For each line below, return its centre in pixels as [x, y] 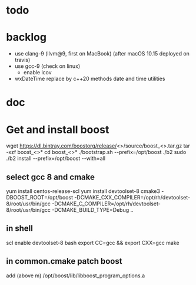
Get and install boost [58, 130]
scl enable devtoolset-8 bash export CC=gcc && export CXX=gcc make [93, 243]
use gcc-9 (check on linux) [47, 66]
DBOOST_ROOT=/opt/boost [40, 198]
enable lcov [37, 73]
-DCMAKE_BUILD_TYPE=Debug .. [93, 210]
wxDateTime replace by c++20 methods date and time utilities [90, 79]
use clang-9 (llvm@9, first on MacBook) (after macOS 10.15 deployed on [102, 54]
